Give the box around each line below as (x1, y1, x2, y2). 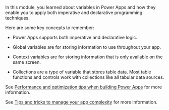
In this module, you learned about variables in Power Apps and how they (5, 5, 156, 10)
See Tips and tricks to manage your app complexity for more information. (5, 99, 158, 105)
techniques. (5, 15, 30, 21)
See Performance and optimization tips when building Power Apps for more (5, 84, 162, 90)
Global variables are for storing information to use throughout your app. (12, 44, 161, 50)
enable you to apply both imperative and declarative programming (5, 10, 143, 16)
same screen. (12, 59, 41, 65)
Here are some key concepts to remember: (5, 25, 94, 31)
